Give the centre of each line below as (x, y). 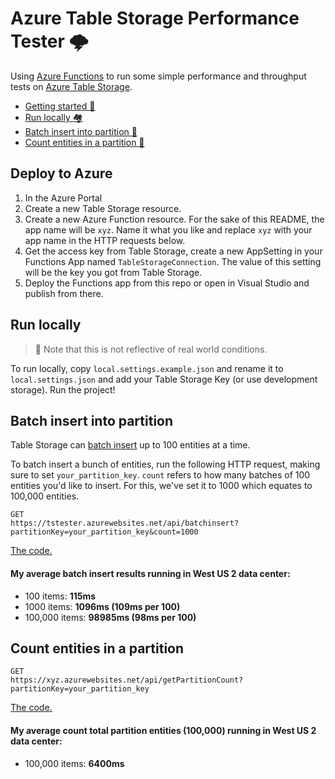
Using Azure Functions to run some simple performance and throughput (158, 76)
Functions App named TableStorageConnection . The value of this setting (173, 261)
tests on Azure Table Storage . (71, 86)
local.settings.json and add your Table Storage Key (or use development (164, 379)
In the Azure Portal (63, 198)
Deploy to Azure (61, 173)
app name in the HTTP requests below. (105, 240)
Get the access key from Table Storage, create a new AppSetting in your (173, 251)
